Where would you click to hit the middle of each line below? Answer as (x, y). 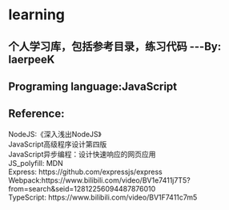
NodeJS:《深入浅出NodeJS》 (55, 134)
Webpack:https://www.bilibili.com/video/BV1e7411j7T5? (99, 180)
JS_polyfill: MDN (36, 163)
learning (37, 15)
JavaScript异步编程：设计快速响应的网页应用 (82, 154)
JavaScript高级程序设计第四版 (58, 144)
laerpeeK (32, 59)
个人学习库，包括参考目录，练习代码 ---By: (115, 46)
